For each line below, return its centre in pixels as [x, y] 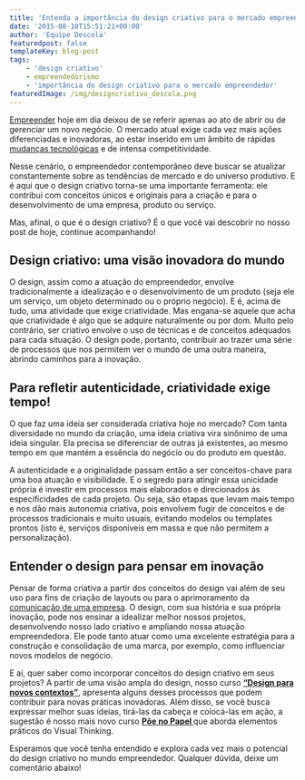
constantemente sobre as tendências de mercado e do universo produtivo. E [152, 175]
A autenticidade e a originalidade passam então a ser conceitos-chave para [151, 470]
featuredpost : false [49, 43]
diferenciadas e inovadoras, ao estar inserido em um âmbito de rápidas [143, 139]
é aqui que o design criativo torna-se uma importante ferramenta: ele [138, 185]
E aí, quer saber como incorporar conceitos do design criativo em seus [142, 673]
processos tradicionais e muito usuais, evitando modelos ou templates [141, 519]
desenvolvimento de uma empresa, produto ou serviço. [113, 204]
